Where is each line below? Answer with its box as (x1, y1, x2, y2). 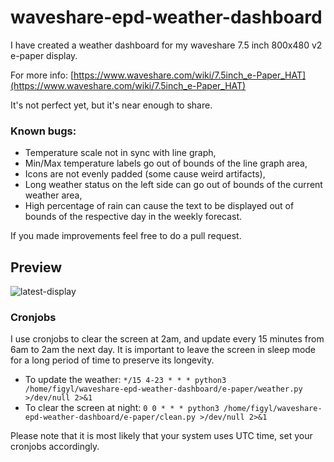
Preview (10, 259, 63, 276)
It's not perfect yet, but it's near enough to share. (10, 99, 213, 111)
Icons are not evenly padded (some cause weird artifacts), (24, 168, 266, 180)
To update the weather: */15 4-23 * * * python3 (24, 374, 227, 386)
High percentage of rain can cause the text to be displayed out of (24, 200, 295, 212)
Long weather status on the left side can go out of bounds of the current (24, 179, 323, 191)
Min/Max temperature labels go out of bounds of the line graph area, (24, 157, 308, 170)
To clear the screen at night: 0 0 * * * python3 (24, 402, 220, 414)
